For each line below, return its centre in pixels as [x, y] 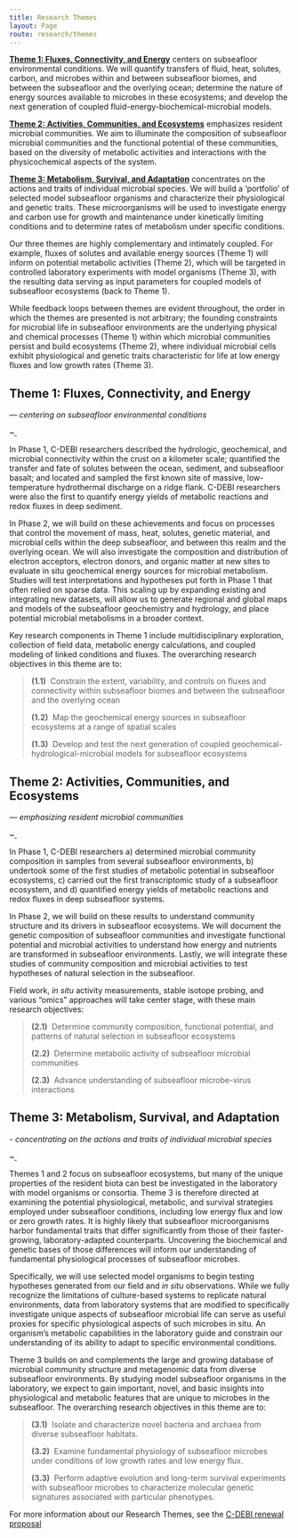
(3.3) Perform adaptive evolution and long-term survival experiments [158, 1477]
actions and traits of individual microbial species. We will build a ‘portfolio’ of [149, 189]
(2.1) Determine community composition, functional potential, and [152, 1027]
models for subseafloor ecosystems [181, 753]
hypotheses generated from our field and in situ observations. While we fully [149, 1286]
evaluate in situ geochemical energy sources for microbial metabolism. [139, 571]
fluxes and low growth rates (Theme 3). [81, 366]
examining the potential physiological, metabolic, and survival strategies [141, 1202]
